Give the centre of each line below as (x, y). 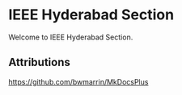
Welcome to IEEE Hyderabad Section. (71, 37)
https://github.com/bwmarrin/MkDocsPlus (78, 81)
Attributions (40, 62)
